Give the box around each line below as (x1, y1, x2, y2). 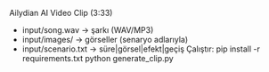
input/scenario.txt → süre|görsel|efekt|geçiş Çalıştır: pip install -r (21, 44, 260, 54)
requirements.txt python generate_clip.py (21, 53, 174, 63)
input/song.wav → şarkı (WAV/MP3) (21, 25, 154, 35)
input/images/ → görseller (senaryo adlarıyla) (21, 35, 189, 44)
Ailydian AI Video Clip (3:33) (9, 8, 113, 18)
